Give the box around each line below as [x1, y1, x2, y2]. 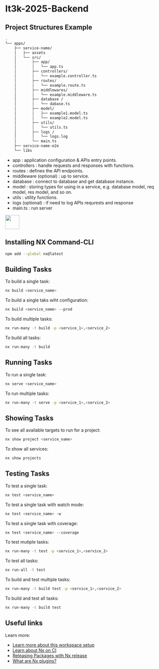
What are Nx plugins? [12, 657, 57, 664]
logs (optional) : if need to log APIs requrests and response [12, 199, 134, 205]
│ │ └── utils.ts [14, 125, 68, 130]
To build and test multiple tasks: [5, 577, 71, 583]
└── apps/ [5, 41, 26, 46]
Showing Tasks [5, 414, 54, 422]
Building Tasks [5, 265, 52, 274]
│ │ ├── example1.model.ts [14, 111, 88, 116]
